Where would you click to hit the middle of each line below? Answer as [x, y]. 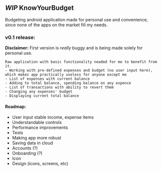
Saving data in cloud [32, 143]
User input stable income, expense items [53, 117]
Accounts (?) [25, 148]
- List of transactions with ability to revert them [59, 87]
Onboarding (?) [27, 153]
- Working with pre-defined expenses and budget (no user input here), [79, 70]
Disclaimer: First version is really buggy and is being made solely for [74, 48]
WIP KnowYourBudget [40, 8]
